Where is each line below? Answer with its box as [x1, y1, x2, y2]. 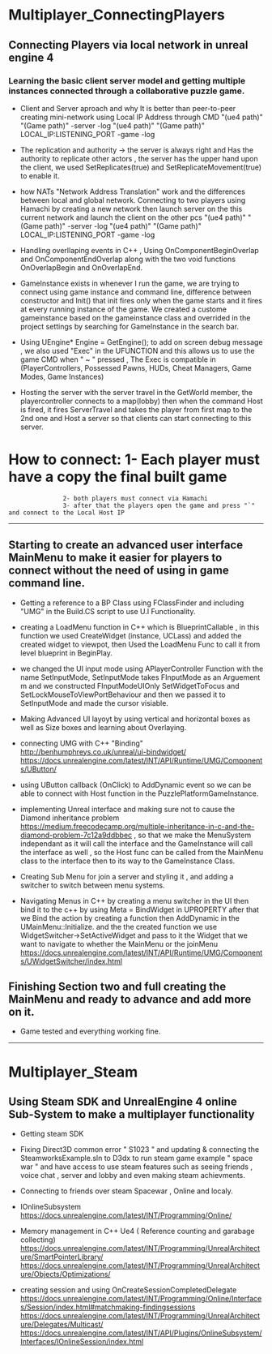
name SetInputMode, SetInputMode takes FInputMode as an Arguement [19, 672, 261, 682]
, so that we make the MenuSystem [133, 830, 252, 840]
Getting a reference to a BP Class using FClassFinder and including [19, 598, 244, 608]
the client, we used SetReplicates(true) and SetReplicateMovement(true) [19, 162, 261, 172]
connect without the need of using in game [8, 564, 229, 578]
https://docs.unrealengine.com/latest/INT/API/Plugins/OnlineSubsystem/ [19, 1328, 262, 1338]
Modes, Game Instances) [19, 372, 104, 381]
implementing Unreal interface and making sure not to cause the [19, 804, 236, 814]
